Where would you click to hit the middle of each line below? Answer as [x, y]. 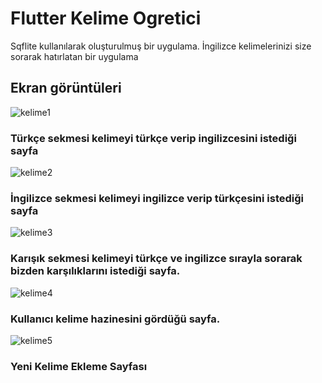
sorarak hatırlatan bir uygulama [74, 56]
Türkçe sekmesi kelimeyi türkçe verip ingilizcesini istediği [153, 138]
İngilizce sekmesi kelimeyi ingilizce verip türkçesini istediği [157, 198]
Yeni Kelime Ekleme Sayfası [79, 366]
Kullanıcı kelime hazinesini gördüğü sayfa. [115, 319]
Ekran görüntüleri [66, 88]
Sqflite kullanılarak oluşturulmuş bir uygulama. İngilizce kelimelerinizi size [161, 46]
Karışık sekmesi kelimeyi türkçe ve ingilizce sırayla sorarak [156, 259]
